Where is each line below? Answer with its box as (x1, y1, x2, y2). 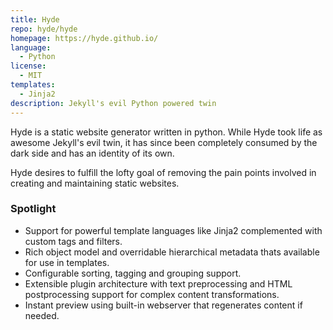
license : (10, 61, 47, 71)
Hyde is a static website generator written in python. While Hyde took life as (10, 126, 323, 138)
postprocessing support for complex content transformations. (24, 288, 280, 300)
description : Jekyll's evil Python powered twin (10, 98, 217, 108)
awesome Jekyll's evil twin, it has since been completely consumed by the (10, 136, 318, 148)
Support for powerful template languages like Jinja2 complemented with (24, 224, 323, 236)
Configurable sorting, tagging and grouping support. (24, 267, 242, 279)
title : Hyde (10, 14, 60, 25)
